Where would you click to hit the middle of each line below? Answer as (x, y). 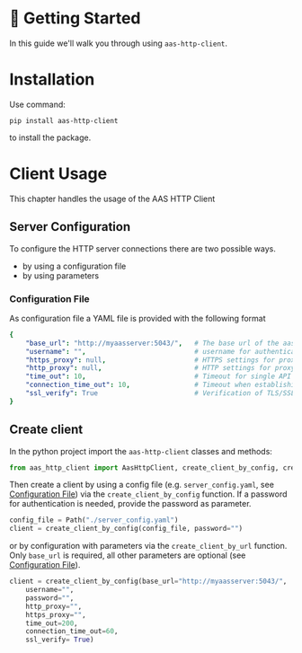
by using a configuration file (74, 266)
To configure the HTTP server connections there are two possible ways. (142, 248)
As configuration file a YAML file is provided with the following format (138, 318)
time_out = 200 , (52, 623)
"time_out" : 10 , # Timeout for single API (159, 376)
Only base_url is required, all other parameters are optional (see (128, 555)
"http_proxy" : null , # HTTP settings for (148, 368)
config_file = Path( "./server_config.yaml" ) (94, 520)
